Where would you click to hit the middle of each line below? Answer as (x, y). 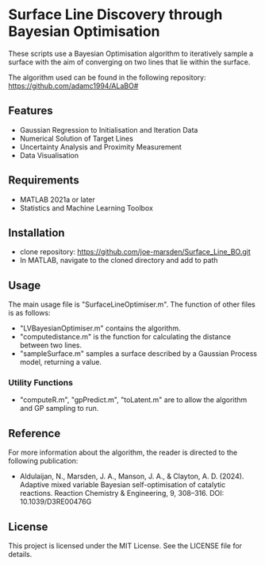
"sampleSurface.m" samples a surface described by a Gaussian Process (138, 354)
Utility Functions (41, 383)
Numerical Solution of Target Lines (76, 138)
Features (31, 111)
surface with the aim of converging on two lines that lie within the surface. (129, 62)
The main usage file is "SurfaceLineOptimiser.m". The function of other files (132, 304)
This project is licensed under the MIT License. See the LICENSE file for (125, 546)
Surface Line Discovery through (115, 15)
